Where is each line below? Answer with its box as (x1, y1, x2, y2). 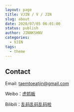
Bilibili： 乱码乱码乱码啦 (5, 102, 52, 108)
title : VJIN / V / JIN (5, 12, 52, 17)
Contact (5, 67, 31, 76)
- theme (9, 49, 26, 54)
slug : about (5, 16, 30, 21)
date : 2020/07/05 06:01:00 (5, 21, 61, 26)
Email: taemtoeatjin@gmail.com (5, 81, 69, 87)
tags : (5, 44, 16, 49)
